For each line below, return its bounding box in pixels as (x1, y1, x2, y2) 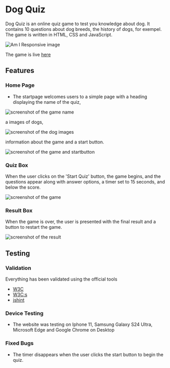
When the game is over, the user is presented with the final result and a (5, 218, 156, 225)
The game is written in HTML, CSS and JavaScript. (5, 31, 113, 38)
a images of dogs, (5, 119, 44, 125)
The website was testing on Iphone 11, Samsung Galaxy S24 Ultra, (12, 321, 153, 327)
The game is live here (5, 51, 51, 58)
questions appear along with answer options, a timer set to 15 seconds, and (5, 178, 165, 185)
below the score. (5, 184, 41, 190)
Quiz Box (5, 161, 28, 169)
